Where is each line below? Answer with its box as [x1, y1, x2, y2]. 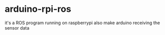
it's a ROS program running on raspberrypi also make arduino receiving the [5, 20, 160, 26]
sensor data [5, 25, 30, 31]
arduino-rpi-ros [5, 3, 71, 15]
